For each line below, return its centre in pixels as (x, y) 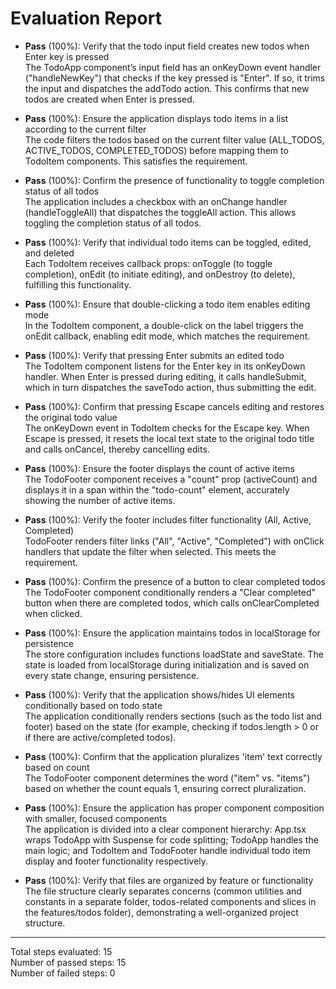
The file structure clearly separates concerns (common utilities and (163, 891)
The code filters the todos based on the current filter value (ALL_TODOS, (174, 139)
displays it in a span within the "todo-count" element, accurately (157, 489)
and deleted (49, 253)
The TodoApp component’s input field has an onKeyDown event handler (173, 67)
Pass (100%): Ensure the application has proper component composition (174, 808)
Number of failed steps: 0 (63, 973)
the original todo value (71, 417)
